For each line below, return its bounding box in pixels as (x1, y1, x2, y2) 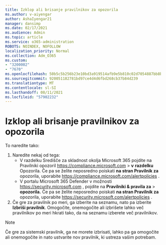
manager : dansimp (5, 21, 41, 26)
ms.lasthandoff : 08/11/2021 (5, 90, 63, 95)
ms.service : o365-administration (5, 40, 74, 44)
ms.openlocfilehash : (5, 72, 48, 77)
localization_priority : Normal (5, 48, 70, 53)
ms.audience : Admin (5, 30, 45, 35)
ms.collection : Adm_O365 (5, 53, 56, 58)
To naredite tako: (5, 143, 40, 149)
